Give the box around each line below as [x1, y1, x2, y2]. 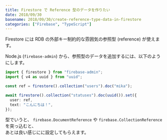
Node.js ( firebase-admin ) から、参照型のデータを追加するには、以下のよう [5, 53, 161, 59]
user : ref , [10, 97, 33, 102]
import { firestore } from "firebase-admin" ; [5, 69, 103, 75]
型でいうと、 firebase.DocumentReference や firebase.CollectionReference [5, 117, 162, 123]
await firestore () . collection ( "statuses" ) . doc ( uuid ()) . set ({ [5, 92, 137, 98]
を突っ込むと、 [5, 123, 36, 129]
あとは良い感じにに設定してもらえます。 [5, 129, 89, 135]
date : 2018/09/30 [5, 12, 42, 17]
